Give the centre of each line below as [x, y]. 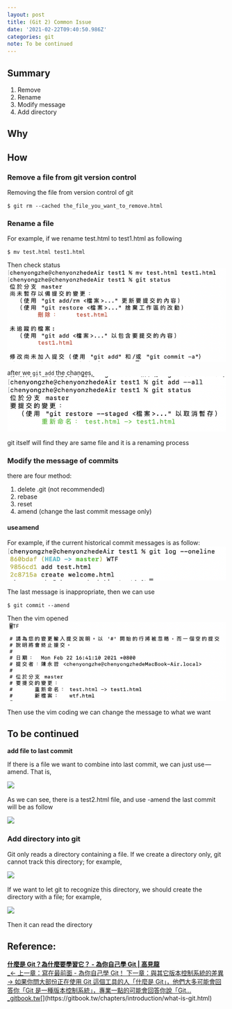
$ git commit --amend [39, 606]
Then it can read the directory [50, 924]
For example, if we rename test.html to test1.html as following [95, 239]
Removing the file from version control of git [70, 193]
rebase [27, 497]
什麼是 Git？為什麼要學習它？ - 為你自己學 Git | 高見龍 [83, 964]
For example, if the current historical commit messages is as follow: [103, 543]
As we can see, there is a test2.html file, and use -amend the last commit [111, 799]
